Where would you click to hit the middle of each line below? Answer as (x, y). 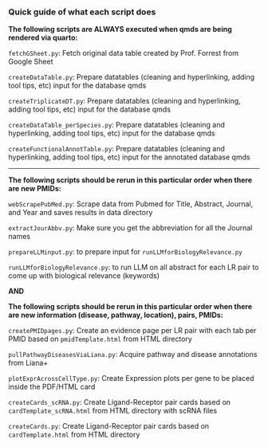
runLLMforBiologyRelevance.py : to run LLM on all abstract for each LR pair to (134, 267)
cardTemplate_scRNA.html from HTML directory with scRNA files (113, 411)
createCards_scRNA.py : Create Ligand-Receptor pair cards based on (120, 402)
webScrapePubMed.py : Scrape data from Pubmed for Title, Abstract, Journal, (131, 204)
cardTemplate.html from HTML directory (74, 435)
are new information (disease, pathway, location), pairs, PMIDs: (116, 315)
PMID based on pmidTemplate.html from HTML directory (100, 339)
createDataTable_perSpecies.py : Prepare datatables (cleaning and (116, 125)
